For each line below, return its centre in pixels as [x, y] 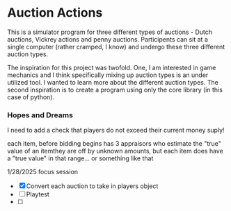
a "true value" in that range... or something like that [80, 158]
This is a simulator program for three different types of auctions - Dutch [110, 32]
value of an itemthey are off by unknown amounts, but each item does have [115, 151]
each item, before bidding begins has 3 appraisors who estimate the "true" [114, 144]
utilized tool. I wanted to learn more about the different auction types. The [113, 82]
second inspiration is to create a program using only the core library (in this [115, 90]
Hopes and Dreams [40, 115]
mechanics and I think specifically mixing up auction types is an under [108, 75]
